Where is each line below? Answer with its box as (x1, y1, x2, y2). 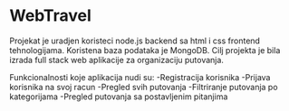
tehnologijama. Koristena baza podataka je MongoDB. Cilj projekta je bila (9, 44, 281, 55)
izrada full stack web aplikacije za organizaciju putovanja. (9, 54, 225, 65)
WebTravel (9, 5, 92, 26)
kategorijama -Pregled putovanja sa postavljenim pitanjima (9, 91, 228, 102)
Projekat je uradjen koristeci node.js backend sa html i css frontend (9, 35, 261, 46)
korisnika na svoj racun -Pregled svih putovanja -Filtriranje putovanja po (9, 81, 278, 92)
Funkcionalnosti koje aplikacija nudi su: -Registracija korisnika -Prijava (9, 71, 271, 82)
